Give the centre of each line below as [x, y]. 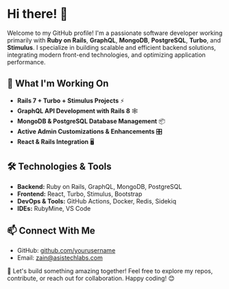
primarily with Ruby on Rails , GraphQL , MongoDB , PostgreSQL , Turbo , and [114, 40]
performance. [26, 62]
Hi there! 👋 [38, 14]
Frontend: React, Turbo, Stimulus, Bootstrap [80, 194]
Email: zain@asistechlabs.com [60, 258]
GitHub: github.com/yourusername [66, 251]
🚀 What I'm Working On [58, 84]
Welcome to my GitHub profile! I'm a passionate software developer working [115, 33]
